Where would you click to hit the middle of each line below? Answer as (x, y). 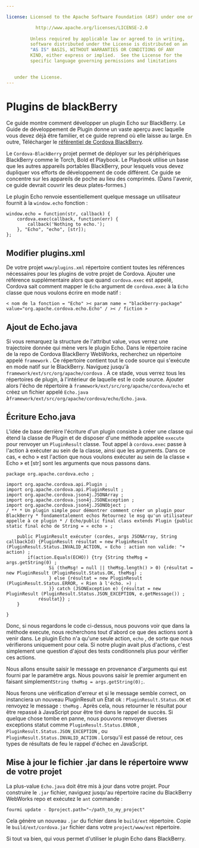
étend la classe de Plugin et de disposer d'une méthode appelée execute (95, 438)
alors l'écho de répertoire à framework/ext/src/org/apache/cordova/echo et (98, 386)
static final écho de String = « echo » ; (60, 526)
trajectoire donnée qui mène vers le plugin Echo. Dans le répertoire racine (97, 348)
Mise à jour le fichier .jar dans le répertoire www (97, 763)
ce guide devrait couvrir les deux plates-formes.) (66, 185)
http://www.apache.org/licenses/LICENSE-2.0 (91, 27)
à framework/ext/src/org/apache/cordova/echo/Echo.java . (77, 398)
